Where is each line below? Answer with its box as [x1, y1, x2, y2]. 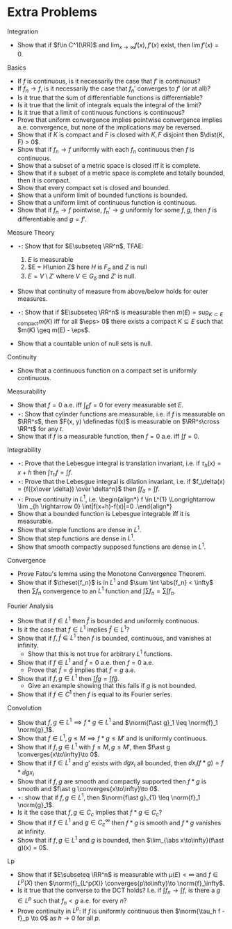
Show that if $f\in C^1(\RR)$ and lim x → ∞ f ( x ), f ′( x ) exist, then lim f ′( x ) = [17, 40, 219, 51]
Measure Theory [7, 228, 55, 237]
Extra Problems [7, 4, 97, 20]
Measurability [7, 387, 47, 396]
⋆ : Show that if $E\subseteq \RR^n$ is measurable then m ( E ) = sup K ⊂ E [17, 308, 224, 318]
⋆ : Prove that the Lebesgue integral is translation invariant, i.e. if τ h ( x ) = [17, 459, 222, 469]
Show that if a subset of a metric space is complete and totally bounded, [17, 169, 226, 178]
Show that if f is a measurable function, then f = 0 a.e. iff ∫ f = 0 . [17, 432, 200, 441]
